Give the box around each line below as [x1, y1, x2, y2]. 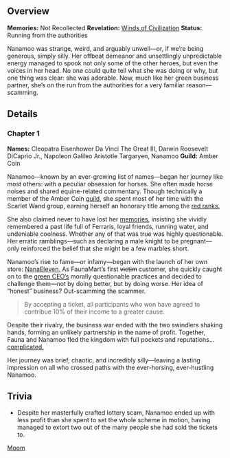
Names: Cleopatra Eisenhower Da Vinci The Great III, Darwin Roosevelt [7, 144, 208, 153]
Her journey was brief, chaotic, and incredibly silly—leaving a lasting [7, 356, 200, 364]
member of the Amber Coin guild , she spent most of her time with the [7, 194, 204, 202]
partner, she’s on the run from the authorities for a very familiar [7, 80, 185, 89]
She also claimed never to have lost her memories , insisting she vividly [7, 215, 207, 223]
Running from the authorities [7, 31, 88, 39]
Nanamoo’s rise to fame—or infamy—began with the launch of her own [7, 257, 208, 265]
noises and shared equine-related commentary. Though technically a [7, 187, 203, 195]
